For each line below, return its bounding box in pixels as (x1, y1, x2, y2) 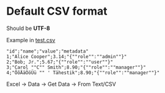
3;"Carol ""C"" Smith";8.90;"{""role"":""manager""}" (6, 64, 147, 70)
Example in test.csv (6, 36, 56, 43)
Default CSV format (6, 4, 108, 18)
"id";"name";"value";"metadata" (6, 48, 89, 54)
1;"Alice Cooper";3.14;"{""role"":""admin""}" (6, 53, 127, 59)
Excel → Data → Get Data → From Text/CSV (6, 80, 116, 87)
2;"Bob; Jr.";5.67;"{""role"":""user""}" (6, 59, 114, 65)
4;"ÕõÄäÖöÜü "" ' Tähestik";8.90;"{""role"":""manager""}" (6, 69, 160, 76)
